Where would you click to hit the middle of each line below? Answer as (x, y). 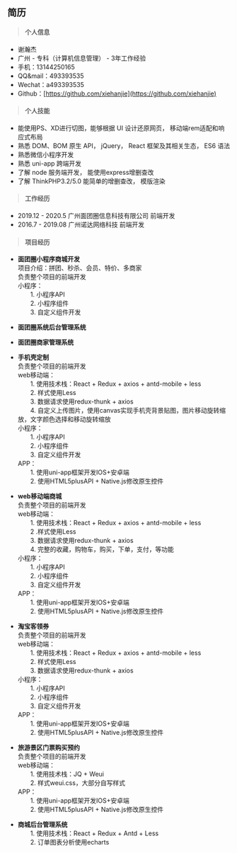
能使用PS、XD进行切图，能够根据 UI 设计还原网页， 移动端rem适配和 (118, 128)
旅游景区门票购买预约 (48, 748)
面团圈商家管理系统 (46, 343)
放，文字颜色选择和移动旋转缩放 (64, 419)
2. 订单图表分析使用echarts (70, 842)
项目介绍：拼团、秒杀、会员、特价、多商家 (80, 268)
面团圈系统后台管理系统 (52, 327)
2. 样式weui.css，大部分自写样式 (78, 783)
